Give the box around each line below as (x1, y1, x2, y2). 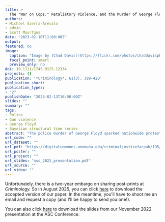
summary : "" (5, 103, 29, 108)
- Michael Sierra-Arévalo (5, 21, 58, 26)
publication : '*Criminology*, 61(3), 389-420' (5, 76, 102, 81)
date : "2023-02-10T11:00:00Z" (5, 35, 67, 40)
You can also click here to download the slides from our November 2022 (5, 206, 152, 212)
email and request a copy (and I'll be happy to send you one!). (5, 196, 131, 202)
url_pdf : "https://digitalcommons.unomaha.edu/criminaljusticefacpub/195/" (5, 145, 164, 150)
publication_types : (5, 85, 45, 90)
